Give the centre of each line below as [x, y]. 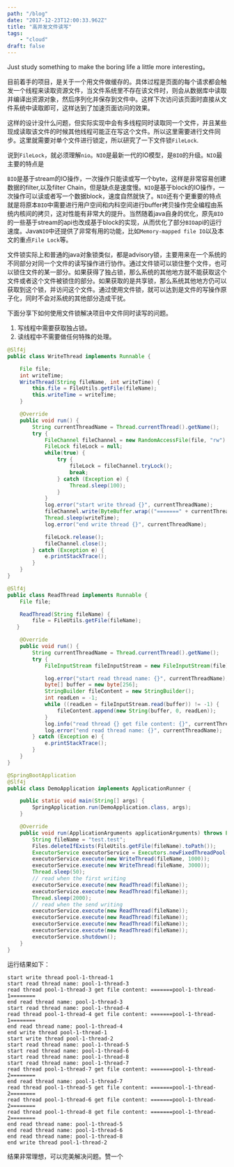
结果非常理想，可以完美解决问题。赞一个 [65, 1156]
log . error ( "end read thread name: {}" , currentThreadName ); [133, 731]
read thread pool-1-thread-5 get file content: [78, 1087]
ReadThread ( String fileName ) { [65, 614]
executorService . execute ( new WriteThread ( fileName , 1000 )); [121, 859]
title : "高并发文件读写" [39, 27]
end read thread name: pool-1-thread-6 [65, 1130]
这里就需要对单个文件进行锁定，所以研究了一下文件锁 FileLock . [109, 140]
